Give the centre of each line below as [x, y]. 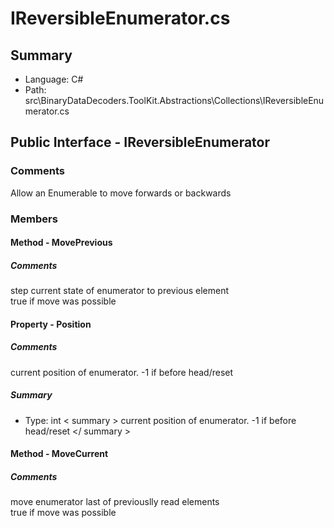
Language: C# [54, 79]
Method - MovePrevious [61, 243]
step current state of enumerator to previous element [120, 291]
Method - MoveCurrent [59, 454]
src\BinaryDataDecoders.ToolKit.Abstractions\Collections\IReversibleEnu [174, 100]
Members [34, 219]
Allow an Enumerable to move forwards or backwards [121, 193]
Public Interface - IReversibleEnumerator [140, 142]
